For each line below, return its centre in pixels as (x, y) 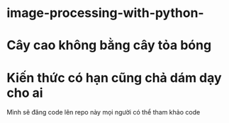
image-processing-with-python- (105, 13)
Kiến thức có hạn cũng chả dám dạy (114, 77)
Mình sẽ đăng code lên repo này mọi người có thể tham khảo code (104, 112)
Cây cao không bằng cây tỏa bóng (109, 46)
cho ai (25, 93)
